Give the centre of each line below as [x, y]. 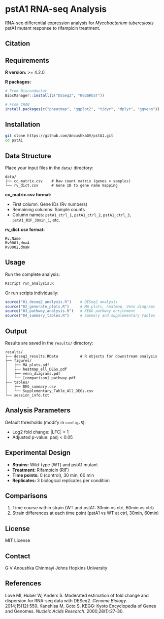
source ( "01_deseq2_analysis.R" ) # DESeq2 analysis [62, 302]
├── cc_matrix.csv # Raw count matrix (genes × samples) [68, 181]
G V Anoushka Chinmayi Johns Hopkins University [56, 568]
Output [16, 331]
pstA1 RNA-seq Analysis [56, 9]
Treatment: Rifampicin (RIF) [41, 470]
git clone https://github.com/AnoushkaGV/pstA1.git [59, 136]
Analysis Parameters [38, 411]
